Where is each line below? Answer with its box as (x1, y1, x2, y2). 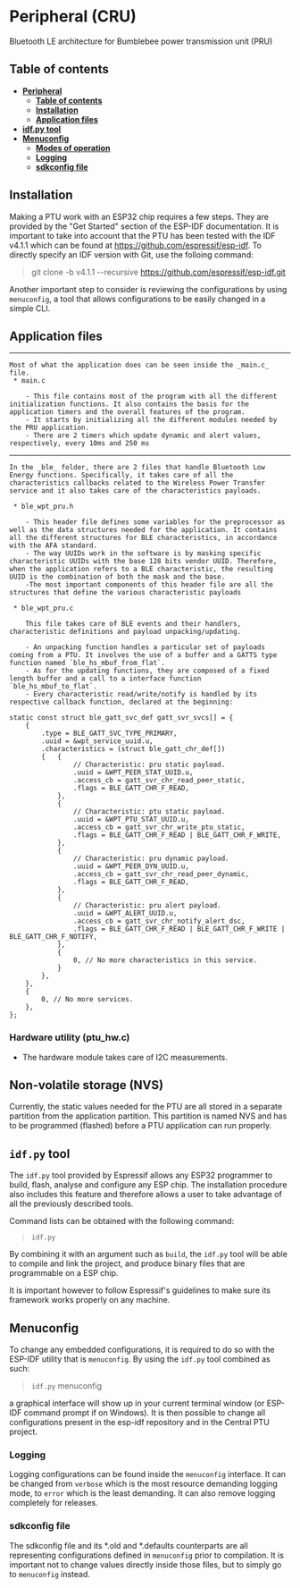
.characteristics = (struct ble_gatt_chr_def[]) (41, 745, 226, 754)
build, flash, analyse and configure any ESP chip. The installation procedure (9, 1179, 287, 1190)
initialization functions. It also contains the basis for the (9, 400, 250, 409)
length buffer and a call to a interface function (9, 674, 202, 683)
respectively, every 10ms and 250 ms (9, 439, 150, 448)
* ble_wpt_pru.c (12, 604, 74, 613)
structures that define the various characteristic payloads (9, 588, 242, 597)
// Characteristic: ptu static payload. (72, 807, 226, 816)
